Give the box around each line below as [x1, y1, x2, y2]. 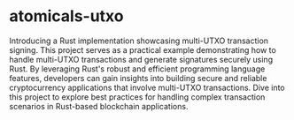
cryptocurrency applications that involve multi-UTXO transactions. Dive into [9, 82, 285, 93]
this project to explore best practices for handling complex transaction [9, 91, 266, 102]
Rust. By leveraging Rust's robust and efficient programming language [9, 64, 266, 74]
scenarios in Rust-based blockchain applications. [9, 101, 189, 111]
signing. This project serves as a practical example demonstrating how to [9, 44, 276, 55]
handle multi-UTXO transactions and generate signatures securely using [9, 54, 273, 64]
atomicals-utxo [9, 6, 124, 26]
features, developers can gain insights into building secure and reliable [9, 72, 267, 83]
